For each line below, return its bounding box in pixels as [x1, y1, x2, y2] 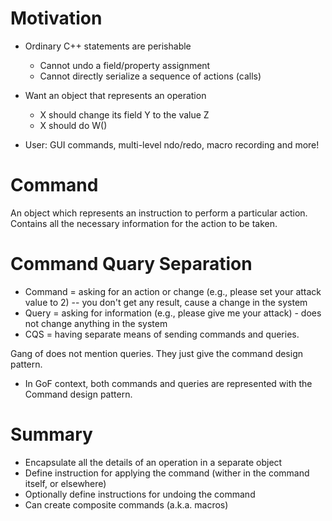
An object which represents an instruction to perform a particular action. [10, 207, 308, 219]
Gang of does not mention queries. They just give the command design [10, 347, 304, 359]
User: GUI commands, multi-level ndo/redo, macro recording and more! [24, 138, 320, 151]
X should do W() [39, 119, 108, 131]
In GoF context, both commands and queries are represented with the [24, 377, 313, 389]
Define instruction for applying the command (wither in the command [24, 467, 310, 479]
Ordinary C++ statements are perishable [24, 40, 192, 52]
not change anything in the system [24, 317, 168, 329]
